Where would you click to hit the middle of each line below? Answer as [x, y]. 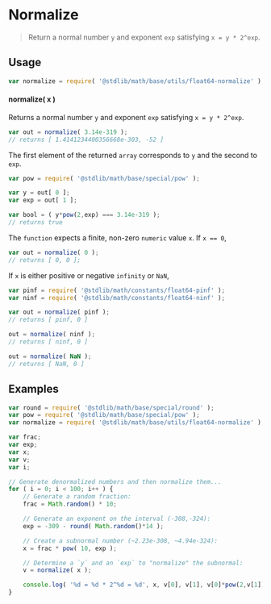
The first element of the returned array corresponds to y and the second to [133, 155]
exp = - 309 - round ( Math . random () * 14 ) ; [94, 526]
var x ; [19, 452]
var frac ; [25, 437]
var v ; [19, 460]
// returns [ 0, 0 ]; [45, 260]
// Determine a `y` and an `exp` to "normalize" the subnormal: [133, 563]
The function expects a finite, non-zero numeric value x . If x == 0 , [118, 237]
